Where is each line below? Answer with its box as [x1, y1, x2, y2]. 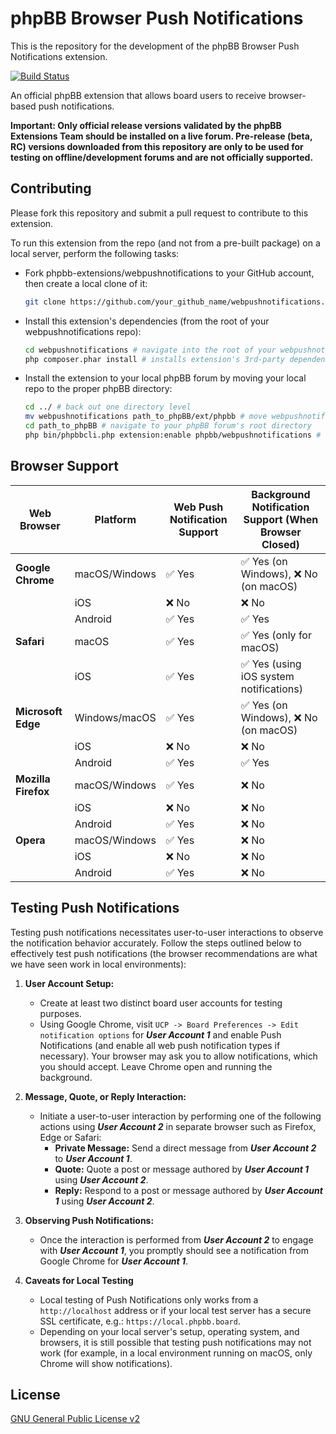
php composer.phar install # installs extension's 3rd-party [24, 354, 286, 364]
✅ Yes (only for [240, 628, 312, 642]
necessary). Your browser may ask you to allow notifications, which [39, 1050, 318, 1062]
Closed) [261, 537, 300, 551]
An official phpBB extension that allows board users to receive [10, 89, 267, 101]
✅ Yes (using [240, 657, 302, 671]
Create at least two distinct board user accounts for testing [39, 997, 283, 1009]
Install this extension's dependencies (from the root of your [24, 315, 270, 327]
